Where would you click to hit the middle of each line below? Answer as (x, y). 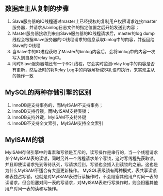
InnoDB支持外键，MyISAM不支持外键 (49, 117)
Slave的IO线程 (26, 45)
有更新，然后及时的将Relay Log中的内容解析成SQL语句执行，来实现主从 (83, 70)
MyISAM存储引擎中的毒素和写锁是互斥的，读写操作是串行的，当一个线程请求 (81, 152)
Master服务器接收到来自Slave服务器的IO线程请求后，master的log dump (83, 33)
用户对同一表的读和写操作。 (33, 189)
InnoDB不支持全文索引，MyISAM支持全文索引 (57, 123)
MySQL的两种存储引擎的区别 (48, 93)
